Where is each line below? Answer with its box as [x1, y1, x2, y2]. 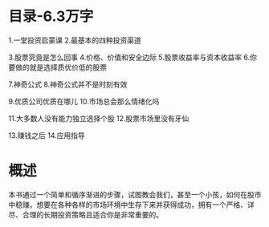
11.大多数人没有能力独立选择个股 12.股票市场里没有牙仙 [8, 113, 190, 123]
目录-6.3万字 [8, 7, 94, 26]
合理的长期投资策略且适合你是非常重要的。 [22, 209, 163, 219]
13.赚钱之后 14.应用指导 [8, 130, 86, 140]
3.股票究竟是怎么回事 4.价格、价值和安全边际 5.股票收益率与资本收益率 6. [8, 52, 251, 62]
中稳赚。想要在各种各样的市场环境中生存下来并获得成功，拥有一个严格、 [8, 200, 247, 209]
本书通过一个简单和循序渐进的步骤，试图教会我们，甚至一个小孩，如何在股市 [8, 189, 262, 199]
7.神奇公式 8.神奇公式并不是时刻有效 [8, 79, 128, 89]
